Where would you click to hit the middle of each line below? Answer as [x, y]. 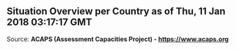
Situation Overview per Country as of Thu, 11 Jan [116, 11]
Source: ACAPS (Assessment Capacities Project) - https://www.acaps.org [118, 39]
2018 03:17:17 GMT [49, 23]
